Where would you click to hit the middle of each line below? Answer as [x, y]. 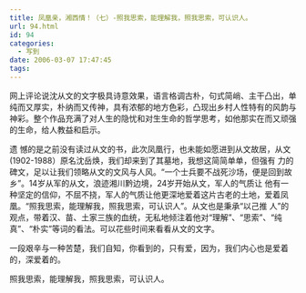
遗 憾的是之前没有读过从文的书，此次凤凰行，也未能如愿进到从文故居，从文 [150, 149]
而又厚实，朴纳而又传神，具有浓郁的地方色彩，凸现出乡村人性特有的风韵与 [157, 106]
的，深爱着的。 [37, 259]
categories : [32, 43]
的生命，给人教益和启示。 [57, 129]
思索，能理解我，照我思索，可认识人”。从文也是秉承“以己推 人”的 [167, 206]
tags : [20, 69]
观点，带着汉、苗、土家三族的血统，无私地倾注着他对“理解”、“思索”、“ [142, 217]
